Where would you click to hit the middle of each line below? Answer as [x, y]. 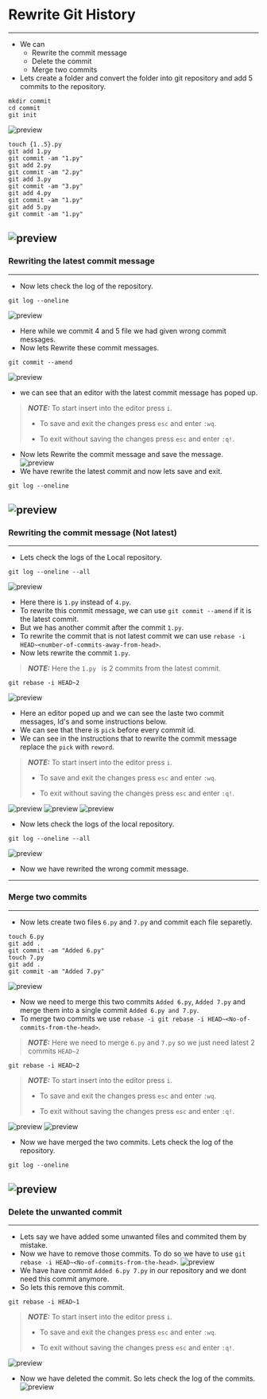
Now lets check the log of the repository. [86, 286]
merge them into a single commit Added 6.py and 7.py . [109, 1010]
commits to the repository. [63, 86]
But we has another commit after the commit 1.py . [102, 627]
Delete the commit [62, 61]
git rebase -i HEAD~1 [44, 1302]
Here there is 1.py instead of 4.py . [75, 602]
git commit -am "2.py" [46, 172]
